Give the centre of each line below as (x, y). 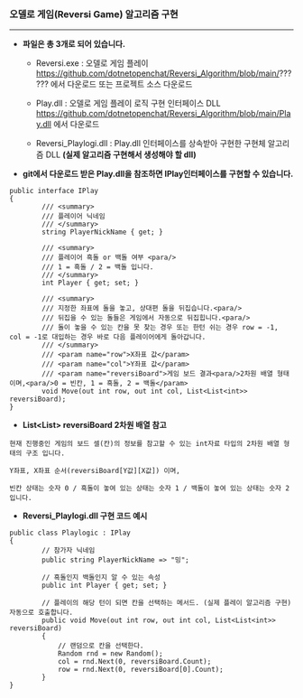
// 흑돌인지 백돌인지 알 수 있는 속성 (101, 578)
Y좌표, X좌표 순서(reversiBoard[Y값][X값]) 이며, (95, 471)
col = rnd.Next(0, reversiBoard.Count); (134, 662)
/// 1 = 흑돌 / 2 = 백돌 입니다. (98, 267)
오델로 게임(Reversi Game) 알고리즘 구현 (94, 14)
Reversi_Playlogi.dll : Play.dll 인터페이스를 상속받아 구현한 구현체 (151, 144)
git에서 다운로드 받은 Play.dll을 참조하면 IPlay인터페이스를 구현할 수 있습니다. (158, 174)
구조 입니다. (46, 453)
